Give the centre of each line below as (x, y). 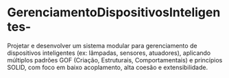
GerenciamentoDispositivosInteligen (114, 13)
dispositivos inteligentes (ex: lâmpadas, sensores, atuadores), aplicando (109, 53)
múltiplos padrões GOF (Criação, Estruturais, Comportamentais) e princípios (115, 60)
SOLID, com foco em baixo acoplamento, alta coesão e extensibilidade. (107, 67)
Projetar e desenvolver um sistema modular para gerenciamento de (102, 45)
